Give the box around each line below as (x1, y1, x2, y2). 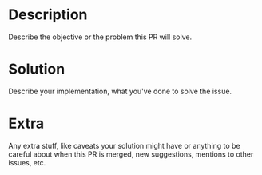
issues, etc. (8, 157, 46, 167)
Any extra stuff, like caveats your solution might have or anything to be (8, 141, 241, 150)
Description (8, 6, 88, 24)
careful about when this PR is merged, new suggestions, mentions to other (8, 149, 254, 159)
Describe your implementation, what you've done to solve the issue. (8, 86, 232, 96)
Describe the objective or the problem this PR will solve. (8, 32, 193, 42)
